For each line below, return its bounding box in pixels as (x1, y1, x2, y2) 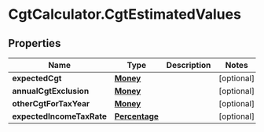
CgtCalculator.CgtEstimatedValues (8, 5, 242, 23)
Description (166, 60, 211, 70)
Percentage (114, 111, 159, 122)
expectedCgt (12, 73, 62, 84)
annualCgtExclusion (12, 86, 90, 96)
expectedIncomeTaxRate (12, 111, 108, 122)
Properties (8, 37, 61, 50)
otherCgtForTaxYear (12, 98, 90, 109)
